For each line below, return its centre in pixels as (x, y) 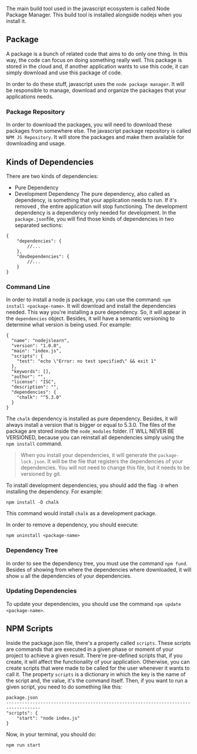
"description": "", (35, 387)
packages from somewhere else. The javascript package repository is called (98, 131)
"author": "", (29, 377)
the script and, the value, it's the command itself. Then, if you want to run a (97, 680)
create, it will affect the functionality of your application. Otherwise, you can (98, 661)
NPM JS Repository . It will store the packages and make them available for (95, 137)
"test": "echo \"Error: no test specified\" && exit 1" (87, 361)
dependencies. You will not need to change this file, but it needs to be (105, 467)
